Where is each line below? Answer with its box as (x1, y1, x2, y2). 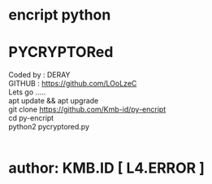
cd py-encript (8, 113, 54, 123)
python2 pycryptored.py (8, 122, 90, 132)
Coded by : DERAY (8, 70, 71, 80)
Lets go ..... (8, 87, 46, 97)
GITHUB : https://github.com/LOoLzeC (8, 79, 137, 89)
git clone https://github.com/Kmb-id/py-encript (8, 104, 167, 115)
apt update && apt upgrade (8, 96, 99, 106)
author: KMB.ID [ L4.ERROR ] (8, 159, 206, 177)
